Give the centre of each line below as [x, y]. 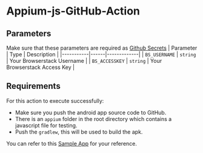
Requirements [33, 86]
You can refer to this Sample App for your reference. [72, 143]
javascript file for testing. [46, 125]
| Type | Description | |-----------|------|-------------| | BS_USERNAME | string [101, 54]
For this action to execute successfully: [55, 100]
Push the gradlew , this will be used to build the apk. [79, 132]
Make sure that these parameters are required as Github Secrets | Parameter [102, 48]
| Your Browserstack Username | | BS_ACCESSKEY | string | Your [84, 61]
